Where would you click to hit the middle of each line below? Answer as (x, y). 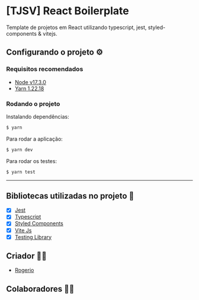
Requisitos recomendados (45, 69)
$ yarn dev (20, 149)
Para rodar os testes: (32, 161)
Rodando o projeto (33, 104)
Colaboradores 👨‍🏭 (40, 289)
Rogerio (24, 270)
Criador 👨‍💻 (27, 256)
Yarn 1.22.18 (29, 88)
